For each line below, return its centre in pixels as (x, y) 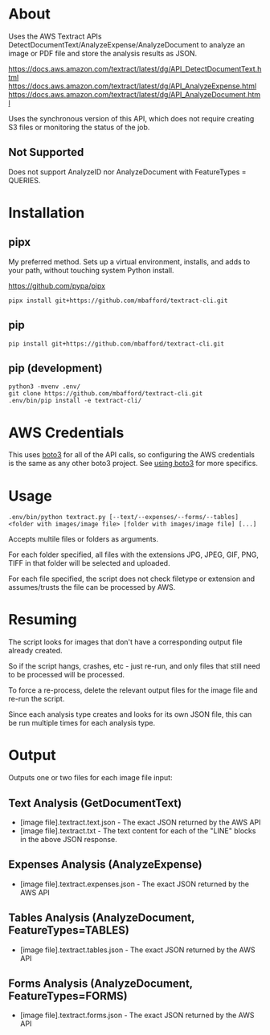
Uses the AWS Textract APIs (55, 36)
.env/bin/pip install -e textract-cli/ (75, 401)
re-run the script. (37, 699)
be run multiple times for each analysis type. (82, 723)
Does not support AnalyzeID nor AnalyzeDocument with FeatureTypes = (127, 172)
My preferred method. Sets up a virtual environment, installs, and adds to (129, 261)
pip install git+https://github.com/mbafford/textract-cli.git (117, 344)
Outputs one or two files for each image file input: (90, 778)
